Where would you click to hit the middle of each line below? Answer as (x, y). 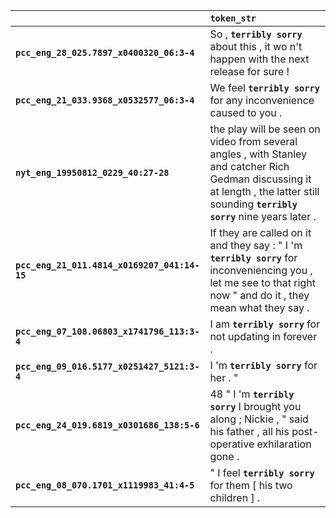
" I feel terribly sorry (262, 472)
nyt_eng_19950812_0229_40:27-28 (92, 172)
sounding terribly (253, 204)
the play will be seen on (265, 129)
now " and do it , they (259, 295)
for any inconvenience (262, 100)
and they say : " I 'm (256, 245)
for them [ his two (251, 485)
